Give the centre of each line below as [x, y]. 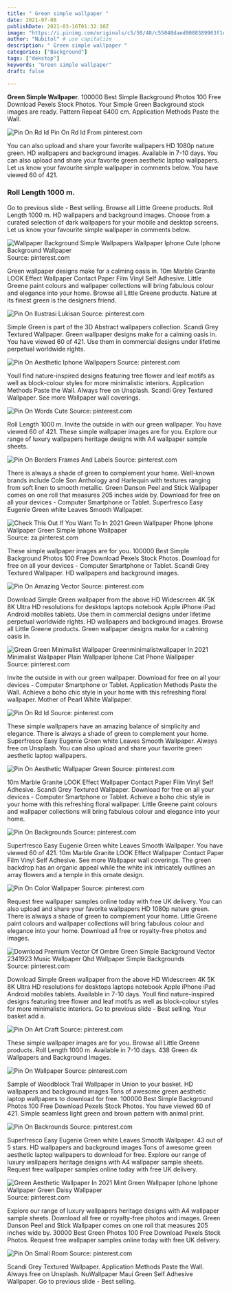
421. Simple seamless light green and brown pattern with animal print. [106, 1113]
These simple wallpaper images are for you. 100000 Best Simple [98, 551]
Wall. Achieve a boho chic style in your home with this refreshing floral [107, 692]
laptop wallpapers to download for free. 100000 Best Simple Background [110, 1098]
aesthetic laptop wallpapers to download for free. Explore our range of [107, 1154]
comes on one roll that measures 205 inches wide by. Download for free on [114, 495]
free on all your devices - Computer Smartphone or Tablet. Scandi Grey [108, 565]
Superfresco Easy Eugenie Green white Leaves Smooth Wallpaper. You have [115, 845]
